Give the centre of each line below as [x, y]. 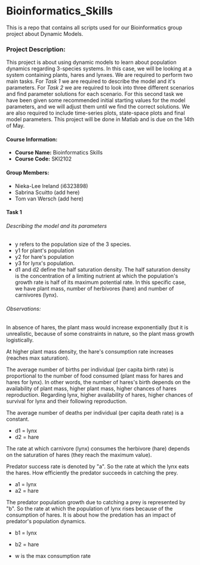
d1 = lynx [26, 430]
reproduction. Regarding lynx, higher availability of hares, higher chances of [99, 394]
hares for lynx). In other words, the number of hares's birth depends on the [99, 382]
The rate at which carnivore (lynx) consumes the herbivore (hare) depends [98, 448]
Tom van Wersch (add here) [49, 199]
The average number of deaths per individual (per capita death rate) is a [95, 412]
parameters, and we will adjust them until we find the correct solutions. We [98, 107]
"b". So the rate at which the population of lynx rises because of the [90, 508]
